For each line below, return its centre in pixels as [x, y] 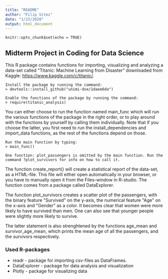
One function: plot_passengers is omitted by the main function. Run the [84, 156]
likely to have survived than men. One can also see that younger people [79, 211]
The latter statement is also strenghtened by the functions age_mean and [81, 226]
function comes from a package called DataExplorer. [60, 185]
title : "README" [22, 10]
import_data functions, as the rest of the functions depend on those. [76, 133]
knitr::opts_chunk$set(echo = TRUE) [44, 38]
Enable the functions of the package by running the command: [72, 98]
